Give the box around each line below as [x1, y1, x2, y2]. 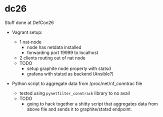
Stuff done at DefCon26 [4, 19, 54, 25]
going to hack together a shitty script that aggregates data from [26, 100, 158, 106]
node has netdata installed [26, 44, 82, 50]
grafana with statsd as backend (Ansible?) [26, 70, 114, 76]
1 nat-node [19, 38, 42, 45]
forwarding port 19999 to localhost [26, 49, 98, 55]
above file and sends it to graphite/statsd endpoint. [26, 106, 132, 112]
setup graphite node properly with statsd [26, 65, 111, 71]
